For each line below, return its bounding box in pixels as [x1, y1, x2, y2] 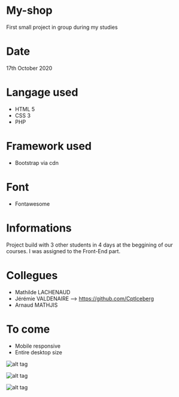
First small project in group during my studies [6, 23, 118, 31]
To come [6, 322, 50, 336]
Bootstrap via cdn [14, 159, 59, 166]
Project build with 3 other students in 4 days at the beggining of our [6, 241, 174, 248]
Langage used [6, 85, 78, 99]
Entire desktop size [14, 348, 63, 355]
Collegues [6, 268, 58, 282]
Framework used [6, 140, 92, 153]
